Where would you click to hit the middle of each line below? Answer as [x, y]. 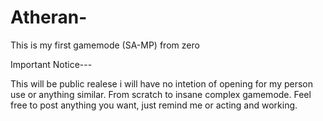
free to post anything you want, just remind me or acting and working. [154, 105]
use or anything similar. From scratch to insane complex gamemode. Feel [161, 94]
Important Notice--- [51, 64]
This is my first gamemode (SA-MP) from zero [105, 45]
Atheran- [49, 17]
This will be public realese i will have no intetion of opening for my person [162, 83]
